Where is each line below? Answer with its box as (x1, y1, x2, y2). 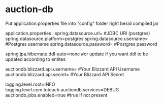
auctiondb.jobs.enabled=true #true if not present (5, 92, 108, 98)
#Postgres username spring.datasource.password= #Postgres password (5, 41, 157, 47)
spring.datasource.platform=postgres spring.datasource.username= (5, 36, 148, 42)
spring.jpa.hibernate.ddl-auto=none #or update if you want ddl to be (5, 51, 148, 57)
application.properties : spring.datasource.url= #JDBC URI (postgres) (5, 30, 150, 36)
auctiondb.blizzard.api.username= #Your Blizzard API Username (5, 66, 140, 72)
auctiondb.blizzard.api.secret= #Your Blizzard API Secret (5, 71, 124, 77)
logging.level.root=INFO (5, 81, 55, 87)
